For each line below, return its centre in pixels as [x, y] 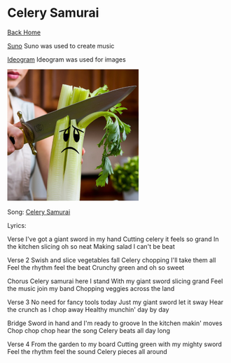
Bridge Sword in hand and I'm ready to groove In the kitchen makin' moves [115, 323]
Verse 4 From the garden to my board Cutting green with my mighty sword [115, 344]
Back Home [24, 32]
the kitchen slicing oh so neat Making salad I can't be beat [91, 246]
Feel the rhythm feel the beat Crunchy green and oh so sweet [96, 267]
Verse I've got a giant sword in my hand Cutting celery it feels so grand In [113, 239]
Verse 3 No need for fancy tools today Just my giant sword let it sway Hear [115, 302]
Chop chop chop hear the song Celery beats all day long [89, 330]
